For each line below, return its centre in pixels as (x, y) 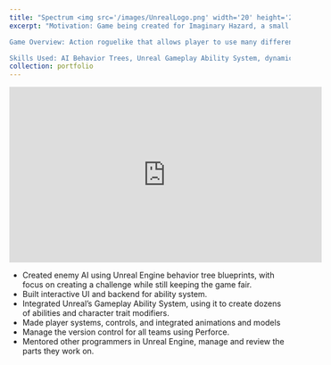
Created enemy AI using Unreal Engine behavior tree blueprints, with (148, 275)
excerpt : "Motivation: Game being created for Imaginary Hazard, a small (149, 26)
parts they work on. (58, 351)
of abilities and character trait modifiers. (95, 313)
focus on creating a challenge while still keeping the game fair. (137, 285)
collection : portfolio (51, 66)
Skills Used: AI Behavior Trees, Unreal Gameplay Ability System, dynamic (151, 58)
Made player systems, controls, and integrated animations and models (151, 323)
